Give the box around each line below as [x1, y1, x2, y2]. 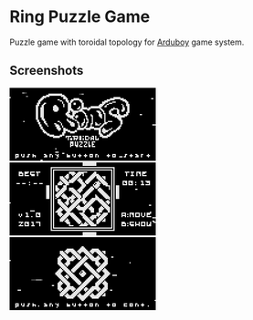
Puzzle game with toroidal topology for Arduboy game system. [9, 36, 245, 47]
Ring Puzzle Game [9, 6, 151, 27]
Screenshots [9, 63, 84, 78]
